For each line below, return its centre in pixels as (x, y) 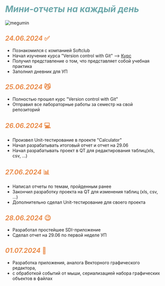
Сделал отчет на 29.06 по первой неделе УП (60, 235)
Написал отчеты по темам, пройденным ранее (62, 186)
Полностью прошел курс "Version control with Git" (65, 99)
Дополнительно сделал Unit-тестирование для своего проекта (79, 202)
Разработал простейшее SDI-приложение (57, 230)
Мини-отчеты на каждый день (72, 9)
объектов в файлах (32, 278)
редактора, (24, 268)
